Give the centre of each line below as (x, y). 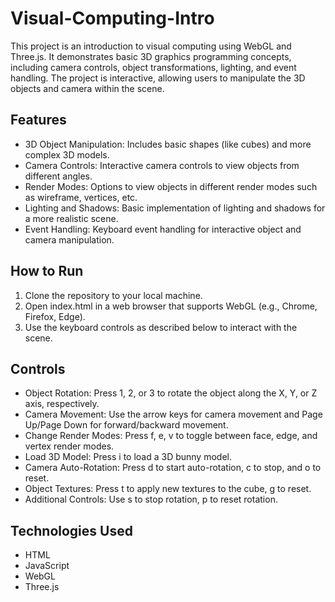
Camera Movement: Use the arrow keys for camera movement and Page (173, 414)
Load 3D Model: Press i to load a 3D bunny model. (128, 457)
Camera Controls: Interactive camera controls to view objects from (162, 165)
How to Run (47, 271)
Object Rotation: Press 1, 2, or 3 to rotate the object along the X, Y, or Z (171, 393)
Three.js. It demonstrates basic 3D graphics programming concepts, (151, 56)
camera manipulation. (69, 239)
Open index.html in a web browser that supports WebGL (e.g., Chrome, (171, 306)
